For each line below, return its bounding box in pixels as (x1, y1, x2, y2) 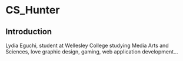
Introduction (5, 27, 52, 37)
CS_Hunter (5, 3, 60, 17)
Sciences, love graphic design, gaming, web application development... (5, 48, 178, 55)
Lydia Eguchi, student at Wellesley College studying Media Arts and (5, 42, 169, 49)
